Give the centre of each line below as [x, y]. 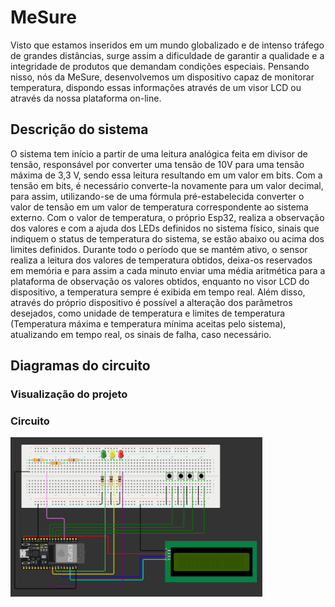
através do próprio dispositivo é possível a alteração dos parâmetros [151, 302]
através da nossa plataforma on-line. [86, 98]
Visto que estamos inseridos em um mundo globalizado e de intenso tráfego [167, 45]
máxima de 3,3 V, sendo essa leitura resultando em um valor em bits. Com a [166, 175]
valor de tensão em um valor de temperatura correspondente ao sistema [159, 207]
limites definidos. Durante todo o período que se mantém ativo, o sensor [159, 249]
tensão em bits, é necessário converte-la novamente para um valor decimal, [167, 185]
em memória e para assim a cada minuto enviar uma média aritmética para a [168, 270]
